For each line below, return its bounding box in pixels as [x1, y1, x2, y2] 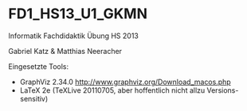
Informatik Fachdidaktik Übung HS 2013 [8, 31, 139, 40]
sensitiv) [19, 94, 49, 103]
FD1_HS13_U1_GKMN [8, 5, 148, 23]
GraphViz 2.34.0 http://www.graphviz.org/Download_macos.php [19, 77, 231, 86]
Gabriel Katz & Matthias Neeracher [8, 46, 122, 55]
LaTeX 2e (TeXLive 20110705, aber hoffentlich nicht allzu [19, 85, 206, 95]
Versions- [206, 85, 239, 95]
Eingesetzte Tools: [8, 61, 69, 71]
